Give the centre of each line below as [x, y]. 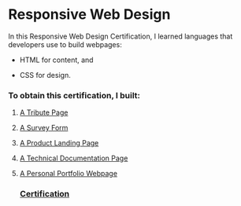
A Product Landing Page [59, 143]
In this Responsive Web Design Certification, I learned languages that [120, 36]
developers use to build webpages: [65, 44]
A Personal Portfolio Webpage [69, 174]
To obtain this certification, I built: [74, 95]
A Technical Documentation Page [74, 158]
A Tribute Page [44, 112]
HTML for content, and [56, 60]
